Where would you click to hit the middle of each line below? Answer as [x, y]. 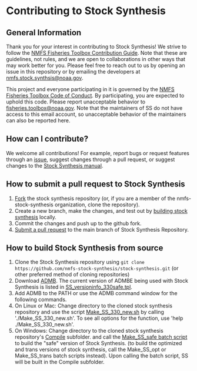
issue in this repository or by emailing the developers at [73, 71]
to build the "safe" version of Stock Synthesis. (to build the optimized [98, 343]
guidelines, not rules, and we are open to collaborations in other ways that [96, 59]
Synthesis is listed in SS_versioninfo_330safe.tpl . [73, 287]
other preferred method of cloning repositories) [72, 275]
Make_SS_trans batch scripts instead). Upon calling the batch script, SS [101, 356]
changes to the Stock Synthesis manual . [55, 165]
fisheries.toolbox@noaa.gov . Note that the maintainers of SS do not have [94, 108]
